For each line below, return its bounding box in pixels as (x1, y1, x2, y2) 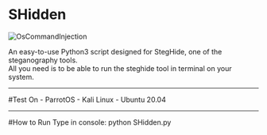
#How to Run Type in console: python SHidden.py (8, 117, 172, 127)
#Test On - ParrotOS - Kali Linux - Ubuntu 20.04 (8, 95, 167, 104)
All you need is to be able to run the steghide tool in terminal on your (8, 63, 232, 73)
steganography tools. (8, 55, 78, 65)
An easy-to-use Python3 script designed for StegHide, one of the (8, 47, 222, 56)
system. (8, 72, 34, 81)
